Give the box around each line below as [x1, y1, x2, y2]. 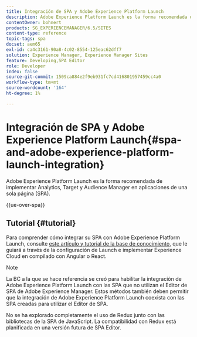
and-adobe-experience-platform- [6, 145, 174, 159]
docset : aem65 [6, 42, 41, 47]
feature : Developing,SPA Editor [6, 57, 85, 63]
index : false [6, 69, 38, 74]
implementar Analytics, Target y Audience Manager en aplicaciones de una [6, 183, 188, 190]
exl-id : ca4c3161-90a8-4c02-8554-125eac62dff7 [6, 47, 122, 53]
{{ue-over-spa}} [6, 201, 45, 208]
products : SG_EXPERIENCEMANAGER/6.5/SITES [6, 25, 111, 31]
